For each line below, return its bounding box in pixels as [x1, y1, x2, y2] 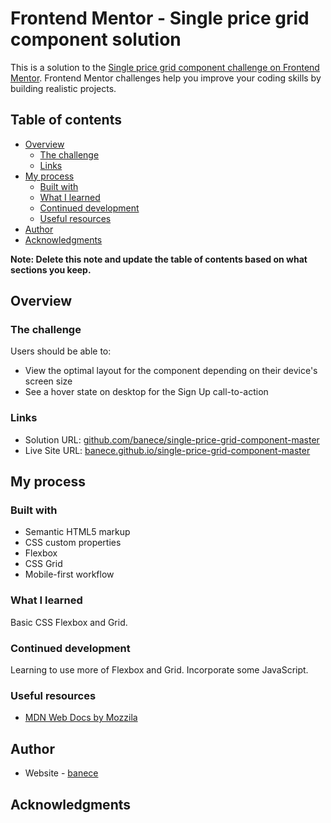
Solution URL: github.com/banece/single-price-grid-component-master [24, 433, 320, 446]
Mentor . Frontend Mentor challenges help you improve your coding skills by [10, 72, 322, 84]
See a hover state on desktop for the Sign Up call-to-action [24, 386, 269, 398]
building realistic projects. [10, 82, 117, 94]
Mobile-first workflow [24, 568, 115, 581]
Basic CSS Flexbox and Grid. [10, 616, 128, 628]
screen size [24, 375, 73, 387]
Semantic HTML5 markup [24, 526, 131, 538]
